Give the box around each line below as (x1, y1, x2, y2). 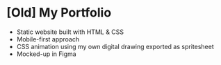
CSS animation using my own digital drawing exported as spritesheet (16, 42, 214, 50)
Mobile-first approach (16, 35, 80, 43)
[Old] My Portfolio (6, 5, 112, 21)
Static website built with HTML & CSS (16, 28, 124, 36)
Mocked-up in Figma (16, 50, 77, 58)
